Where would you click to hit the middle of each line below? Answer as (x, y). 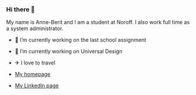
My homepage (32, 74)
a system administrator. (35, 28)
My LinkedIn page (37, 86)
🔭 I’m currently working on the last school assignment (80, 40)
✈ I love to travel (35, 63)
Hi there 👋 (21, 9)
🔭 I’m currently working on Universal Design (69, 51)
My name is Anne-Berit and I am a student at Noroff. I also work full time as (98, 22)
